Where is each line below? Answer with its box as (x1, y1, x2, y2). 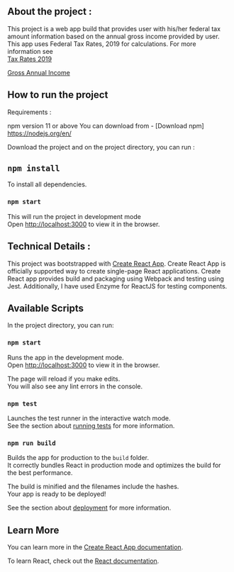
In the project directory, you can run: (7, 321, 114, 330)
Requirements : (7, 108, 52, 116)
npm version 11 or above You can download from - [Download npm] (7, 121, 204, 130)
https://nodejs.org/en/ (7, 129, 72, 138)
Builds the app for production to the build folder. (7, 454, 150, 462)
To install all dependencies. (7, 180, 87, 189)
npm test (7, 400, 38, 408)
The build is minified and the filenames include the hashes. (7, 482, 179, 491)
